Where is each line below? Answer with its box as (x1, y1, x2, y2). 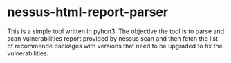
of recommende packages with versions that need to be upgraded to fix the (7, 42, 223, 50)
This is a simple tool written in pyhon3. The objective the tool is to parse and (7, 27, 225, 35)
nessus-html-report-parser (7, 4, 169, 20)
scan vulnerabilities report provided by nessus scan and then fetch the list (7, 34, 218, 42)
